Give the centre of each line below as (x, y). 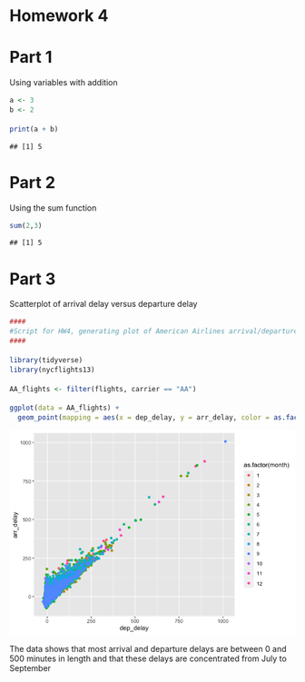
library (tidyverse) (46, 360)
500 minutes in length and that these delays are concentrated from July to (148, 658)
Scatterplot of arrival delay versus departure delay (103, 304)
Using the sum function (53, 208)
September (30, 668)
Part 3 (33, 279)
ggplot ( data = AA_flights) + (64, 408)
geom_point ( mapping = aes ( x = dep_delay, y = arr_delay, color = (144, 418)
